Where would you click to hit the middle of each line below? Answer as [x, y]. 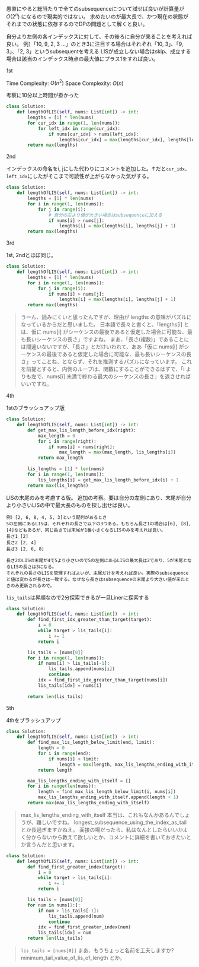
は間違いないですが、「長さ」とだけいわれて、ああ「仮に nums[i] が [102, 347]
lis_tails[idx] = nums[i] [70, 685]
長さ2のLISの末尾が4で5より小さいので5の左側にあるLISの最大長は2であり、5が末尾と [97, 560]
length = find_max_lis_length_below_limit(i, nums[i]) [107, 792]
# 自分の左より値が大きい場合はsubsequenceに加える [105, 215]
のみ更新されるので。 [33, 586]
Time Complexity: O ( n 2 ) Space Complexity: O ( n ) [65, 83]
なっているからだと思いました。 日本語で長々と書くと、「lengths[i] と [105, 325]
